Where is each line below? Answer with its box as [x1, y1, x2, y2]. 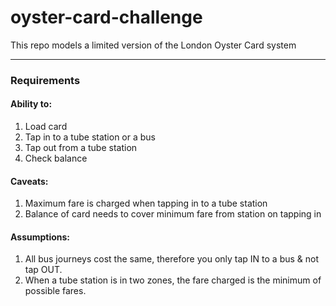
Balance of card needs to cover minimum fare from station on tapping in [24, 208, 322, 220]
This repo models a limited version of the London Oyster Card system [10, 39, 297, 51]
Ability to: [10, 98, 53, 110]
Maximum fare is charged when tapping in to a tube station [24, 197, 268, 210]
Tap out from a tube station [24, 142, 138, 154]
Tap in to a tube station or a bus [24, 131, 156, 143]
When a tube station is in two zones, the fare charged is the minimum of [24, 274, 322, 286]
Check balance [24, 152, 88, 165]
